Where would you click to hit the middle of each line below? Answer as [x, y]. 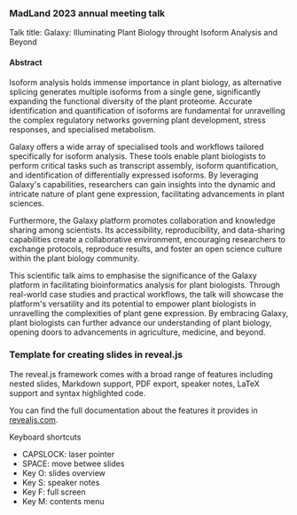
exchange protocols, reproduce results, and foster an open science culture [146, 249]
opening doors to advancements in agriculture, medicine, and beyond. [137, 332]
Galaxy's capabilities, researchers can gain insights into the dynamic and [142, 184]
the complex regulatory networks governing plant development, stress [137, 120]
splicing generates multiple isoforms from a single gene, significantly [135, 91]
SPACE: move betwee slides [73, 463]
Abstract [26, 62]
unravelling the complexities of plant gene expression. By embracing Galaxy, [149, 313]
